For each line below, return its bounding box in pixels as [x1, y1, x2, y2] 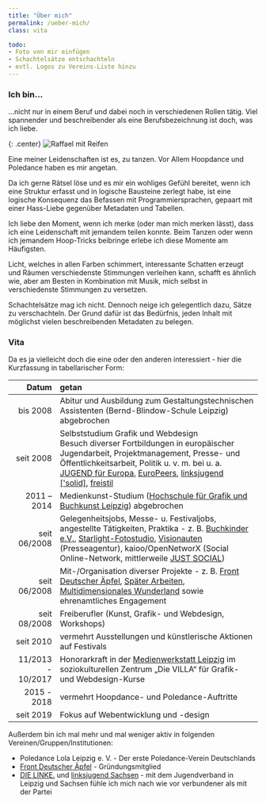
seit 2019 [15, 709, 53, 721]
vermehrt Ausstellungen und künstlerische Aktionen [59, 631, 253, 642]
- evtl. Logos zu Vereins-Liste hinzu [8, 63, 136, 71]
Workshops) [59, 618, 105, 629]
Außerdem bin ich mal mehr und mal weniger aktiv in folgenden [8, 730, 215, 740]
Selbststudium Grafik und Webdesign [59, 428, 199, 439]
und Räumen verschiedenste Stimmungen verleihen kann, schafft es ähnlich [8, 268, 256, 277]
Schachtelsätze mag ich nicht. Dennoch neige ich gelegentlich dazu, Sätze [8, 300, 252, 310]
